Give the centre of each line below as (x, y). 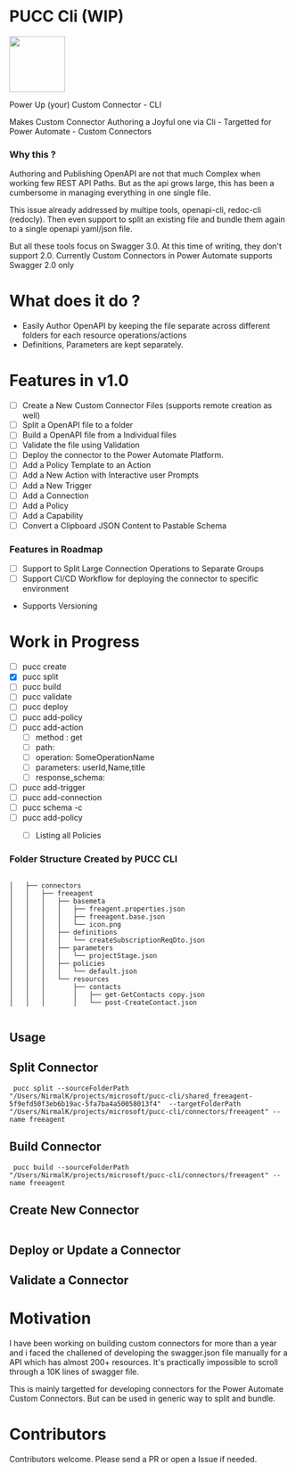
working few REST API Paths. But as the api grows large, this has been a (142, 184)
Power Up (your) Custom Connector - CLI (86, 104)
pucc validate (47, 697)
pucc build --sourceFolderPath (71, 1167)
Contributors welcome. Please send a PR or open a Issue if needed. (133, 1460)
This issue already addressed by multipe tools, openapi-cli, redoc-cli (135, 210)
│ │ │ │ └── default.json (74, 971)
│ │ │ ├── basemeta (57, 901)
